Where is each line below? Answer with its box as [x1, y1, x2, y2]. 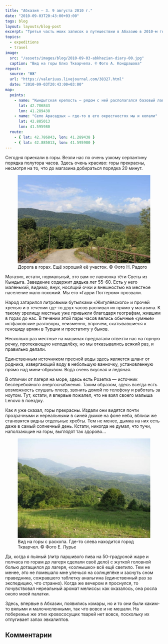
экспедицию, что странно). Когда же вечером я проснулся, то [5, 580, 138, 586]
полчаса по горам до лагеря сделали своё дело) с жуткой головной [5, 558, 151, 565]
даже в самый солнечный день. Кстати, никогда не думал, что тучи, [5, 423, 151, 429]
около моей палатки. [5, 590, 50, 596]
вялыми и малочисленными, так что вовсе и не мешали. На [10, 605, 139, 611]
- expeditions [9, 40, 39, 45]
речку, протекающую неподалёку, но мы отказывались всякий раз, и [5, 341, 154, 347]
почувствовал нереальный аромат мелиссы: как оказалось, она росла [5, 585, 157, 591]
